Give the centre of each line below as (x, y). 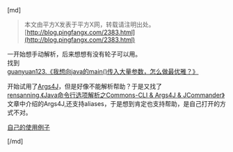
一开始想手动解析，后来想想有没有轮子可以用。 (74, 54)
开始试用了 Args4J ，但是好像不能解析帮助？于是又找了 (85, 86)
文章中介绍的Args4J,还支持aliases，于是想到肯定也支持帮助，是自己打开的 (114, 104)
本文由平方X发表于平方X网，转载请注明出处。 (89, 24)
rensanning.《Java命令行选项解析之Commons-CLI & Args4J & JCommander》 (116, 95)
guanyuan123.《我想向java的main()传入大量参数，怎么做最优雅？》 (103, 71)
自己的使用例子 (29, 127)
